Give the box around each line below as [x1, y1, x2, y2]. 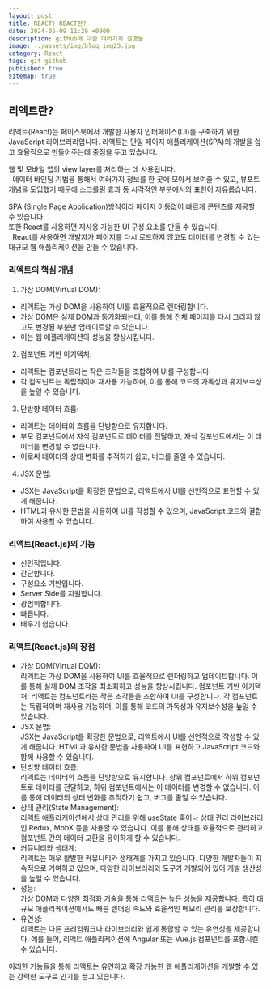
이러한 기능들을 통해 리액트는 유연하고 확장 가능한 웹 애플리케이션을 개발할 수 [8, 961, 251, 971]
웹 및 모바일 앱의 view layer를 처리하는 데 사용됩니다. [8, 164, 176, 174]
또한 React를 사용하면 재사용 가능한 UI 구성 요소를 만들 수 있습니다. [8, 222, 220, 231]
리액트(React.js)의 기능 [8, 538, 95, 550]
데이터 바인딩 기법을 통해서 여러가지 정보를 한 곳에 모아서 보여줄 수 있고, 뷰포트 [11, 175, 260, 185]
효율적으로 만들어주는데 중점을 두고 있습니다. [16, 147, 158, 157]
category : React [8, 49, 63, 57]
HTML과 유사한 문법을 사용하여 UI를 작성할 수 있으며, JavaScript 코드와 [19, 506, 248, 516]
